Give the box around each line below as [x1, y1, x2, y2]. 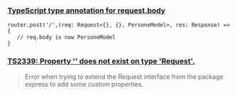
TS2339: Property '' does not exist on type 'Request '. [7, 56, 195, 66]
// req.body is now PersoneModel [16, 34, 116, 41]
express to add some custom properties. [24, 80, 144, 88]
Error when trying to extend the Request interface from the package [24, 72, 224, 81]
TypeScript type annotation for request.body [7, 6, 165, 15]
